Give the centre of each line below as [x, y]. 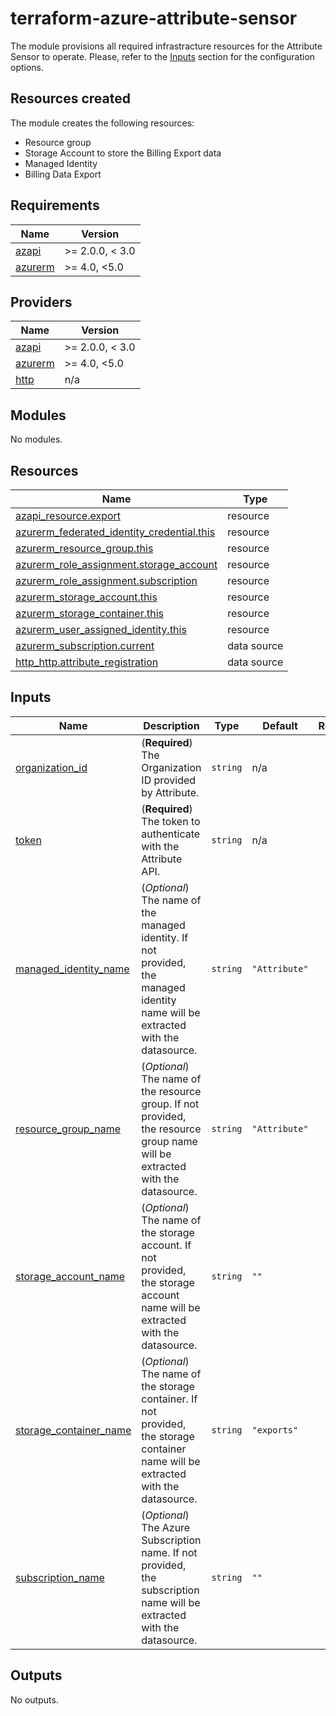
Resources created [70, 98]
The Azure [166, 1527]
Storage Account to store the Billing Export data [123, 153]
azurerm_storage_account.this [86, 597]
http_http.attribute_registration [87, 662]
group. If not [170, 1104]
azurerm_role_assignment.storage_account [116, 564]
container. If [169, 1399]
